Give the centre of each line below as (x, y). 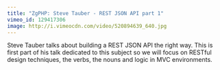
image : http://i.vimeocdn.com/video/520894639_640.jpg (87, 26)
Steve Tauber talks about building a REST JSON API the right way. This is (110, 46)
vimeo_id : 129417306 (37, 20)
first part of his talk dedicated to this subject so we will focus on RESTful (110, 52)
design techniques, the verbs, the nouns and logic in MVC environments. (110, 60)
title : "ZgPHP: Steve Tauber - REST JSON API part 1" (86, 13)
